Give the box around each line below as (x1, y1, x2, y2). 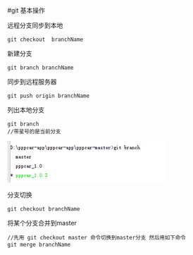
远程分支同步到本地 (7, 21, 63, 30)
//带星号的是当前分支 (7, 128, 61, 135)
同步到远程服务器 (7, 77, 57, 86)
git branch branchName (7, 64, 74, 71)
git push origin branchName (7, 92, 90, 99)
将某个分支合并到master (7, 219, 77, 227)
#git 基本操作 (7, 6, 46, 14)
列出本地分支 (7, 106, 44, 114)
